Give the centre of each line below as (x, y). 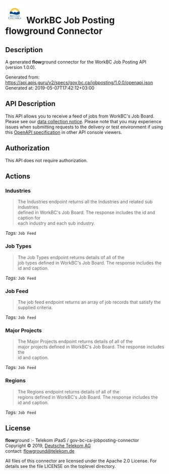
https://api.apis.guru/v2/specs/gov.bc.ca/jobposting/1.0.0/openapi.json (79, 82)
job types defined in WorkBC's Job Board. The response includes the (90, 263)
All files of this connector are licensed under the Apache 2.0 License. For (81, 461)
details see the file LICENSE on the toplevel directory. (61, 466)
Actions (18, 176)
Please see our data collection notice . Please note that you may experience (83, 121)
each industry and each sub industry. (56, 223)
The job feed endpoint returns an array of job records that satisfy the (89, 302)
